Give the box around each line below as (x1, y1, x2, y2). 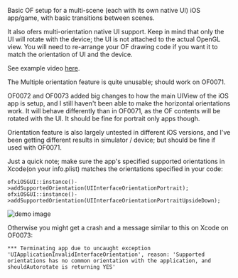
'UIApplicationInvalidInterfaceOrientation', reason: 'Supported (7, 251, 205, 258)
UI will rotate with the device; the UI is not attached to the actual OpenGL (7, 35, 221, 43)
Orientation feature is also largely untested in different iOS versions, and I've (7, 128, 231, 136)
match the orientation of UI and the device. (7, 50, 133, 58)
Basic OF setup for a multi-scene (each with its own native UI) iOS (7, 6, 201, 14)
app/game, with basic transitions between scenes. (7, 14, 155, 22)
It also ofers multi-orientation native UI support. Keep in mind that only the (7, 28, 225, 36)
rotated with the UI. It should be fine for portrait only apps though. (7, 114, 200, 123)
